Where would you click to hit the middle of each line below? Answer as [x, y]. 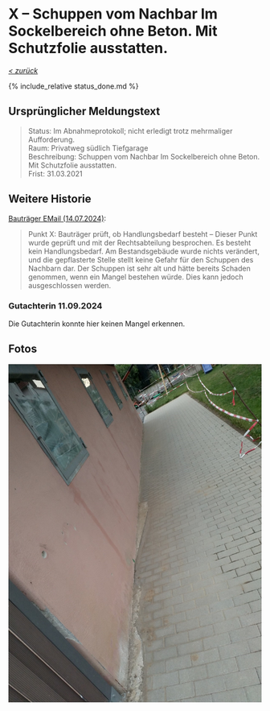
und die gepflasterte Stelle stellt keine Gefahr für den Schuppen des [141, 259]
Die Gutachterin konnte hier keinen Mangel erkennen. [97, 324]
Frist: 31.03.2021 [55, 173]
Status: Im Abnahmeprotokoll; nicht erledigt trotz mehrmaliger [130, 130]
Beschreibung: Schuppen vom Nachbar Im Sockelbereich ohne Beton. [144, 156]
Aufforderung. [51, 139]
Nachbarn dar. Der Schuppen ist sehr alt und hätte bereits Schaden [139, 268]
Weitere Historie [50, 199]
